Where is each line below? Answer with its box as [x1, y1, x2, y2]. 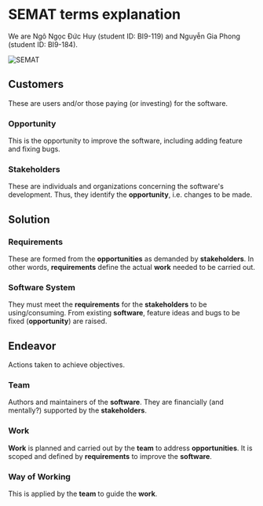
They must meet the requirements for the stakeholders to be [8, 300, 207, 309]
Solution [8, 213, 50, 226]
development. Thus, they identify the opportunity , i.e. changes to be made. [8, 190, 253, 199]
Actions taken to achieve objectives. [8, 360, 126, 369]
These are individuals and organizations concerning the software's [8, 182, 224, 191]
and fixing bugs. [8, 144, 60, 154]
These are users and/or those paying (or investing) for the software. [8, 98, 228, 107]
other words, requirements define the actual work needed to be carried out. [8, 263, 255, 272]
